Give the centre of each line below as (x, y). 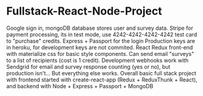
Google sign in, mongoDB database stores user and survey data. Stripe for (100, 28)
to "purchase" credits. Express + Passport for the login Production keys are (101, 41)
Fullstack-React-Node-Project (84, 11)
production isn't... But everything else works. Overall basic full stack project (101, 73)
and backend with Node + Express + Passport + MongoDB (80, 86)
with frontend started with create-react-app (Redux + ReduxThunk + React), (102, 80)
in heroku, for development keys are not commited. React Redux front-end (100, 47)
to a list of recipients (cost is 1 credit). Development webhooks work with (98, 60)
